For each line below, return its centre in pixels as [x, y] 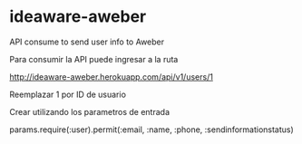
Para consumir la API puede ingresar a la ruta [94, 59]
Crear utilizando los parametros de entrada [90, 111]
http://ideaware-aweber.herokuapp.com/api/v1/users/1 [111, 77]
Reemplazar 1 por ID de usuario [68, 94]
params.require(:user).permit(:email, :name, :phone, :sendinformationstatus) [152, 130]
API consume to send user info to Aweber [87, 42]
